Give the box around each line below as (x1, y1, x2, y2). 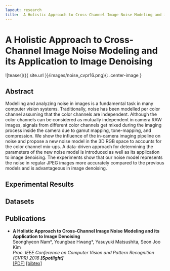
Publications (5, 214, 46, 223)
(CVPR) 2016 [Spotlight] (12, 255, 64, 261)
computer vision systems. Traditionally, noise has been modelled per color (5, 106, 160, 112)
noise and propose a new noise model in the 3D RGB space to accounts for (5, 138, 162, 145)
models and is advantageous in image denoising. (5, 165, 107, 172)
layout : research (5, 7, 42, 13)
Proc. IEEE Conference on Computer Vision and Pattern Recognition (12, 249, 154, 255)
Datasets (5, 197, 34, 206)
